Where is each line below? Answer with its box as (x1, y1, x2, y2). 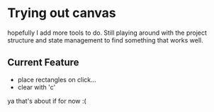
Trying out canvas (7, 5, 117, 21)
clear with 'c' (17, 83, 56, 91)
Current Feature (7, 57, 79, 69)
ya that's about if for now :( (7, 96, 86, 105)
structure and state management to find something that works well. (7, 35, 203, 44)
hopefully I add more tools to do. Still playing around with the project (7, 28, 208, 37)
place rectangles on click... (17, 75, 97, 84)
